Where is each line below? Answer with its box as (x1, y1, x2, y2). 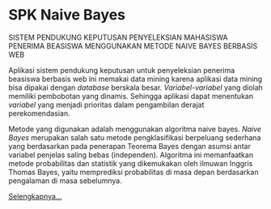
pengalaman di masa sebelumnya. (8, 176, 123, 186)
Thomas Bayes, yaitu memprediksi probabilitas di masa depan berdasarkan (8, 167, 259, 177)
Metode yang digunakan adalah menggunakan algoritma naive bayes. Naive (8, 124, 261, 134)
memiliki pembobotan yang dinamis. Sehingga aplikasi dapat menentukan (8, 91, 253, 100)
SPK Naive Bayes (8, 6, 126, 24)
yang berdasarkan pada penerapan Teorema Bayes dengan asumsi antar (8, 141, 251, 151)
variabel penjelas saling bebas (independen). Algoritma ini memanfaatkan (8, 150, 253, 160)
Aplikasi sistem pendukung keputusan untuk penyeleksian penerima (8, 65, 235, 75)
